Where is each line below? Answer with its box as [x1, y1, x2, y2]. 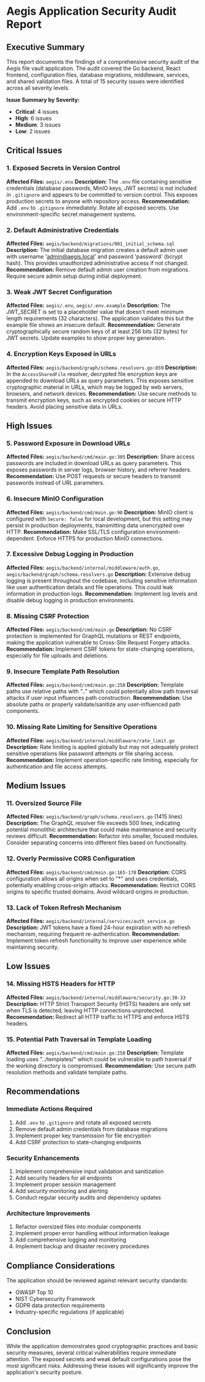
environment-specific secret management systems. [6, 210, 136, 218]
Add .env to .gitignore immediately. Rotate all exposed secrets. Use [6, 204, 179, 211]
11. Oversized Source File [6, 799, 82, 807]
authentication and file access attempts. [6, 763, 108, 770]
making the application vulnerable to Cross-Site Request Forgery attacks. [6, 639, 192, 646]
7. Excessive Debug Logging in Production [6, 550, 133, 559]
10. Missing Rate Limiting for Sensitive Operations [6, 723, 157, 731]
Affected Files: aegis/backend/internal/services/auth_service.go [6, 917, 175, 925]
